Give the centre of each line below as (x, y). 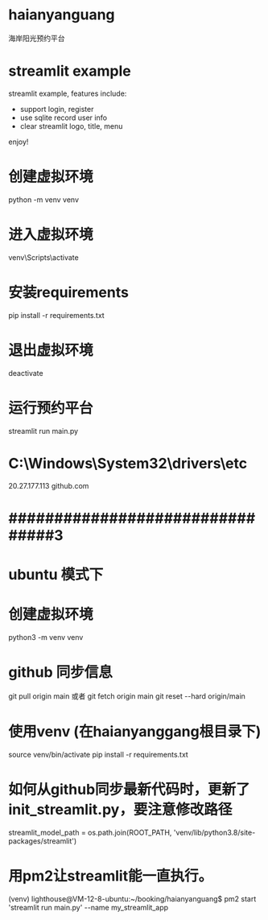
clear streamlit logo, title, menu (71, 126)
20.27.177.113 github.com (49, 485)
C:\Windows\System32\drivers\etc (128, 463)
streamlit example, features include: (68, 93)
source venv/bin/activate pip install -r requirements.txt (99, 754)
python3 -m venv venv (46, 637)
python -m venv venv (43, 200)
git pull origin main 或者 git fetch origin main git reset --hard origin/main (127, 696)
